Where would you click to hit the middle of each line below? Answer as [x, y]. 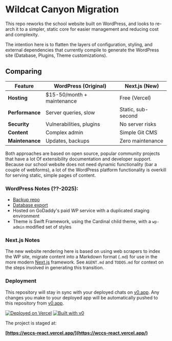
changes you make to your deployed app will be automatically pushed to [82, 297]
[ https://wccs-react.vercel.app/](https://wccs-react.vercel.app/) [77, 333]
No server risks [138, 124]
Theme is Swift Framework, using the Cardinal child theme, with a [82, 222]
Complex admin [64, 132]
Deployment [21, 281]
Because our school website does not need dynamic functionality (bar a [81, 164]
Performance [24, 112]
